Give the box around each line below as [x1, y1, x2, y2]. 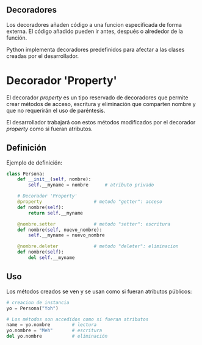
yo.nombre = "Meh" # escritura [6, 327, 103, 334]
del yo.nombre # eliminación [6, 333, 108, 340]
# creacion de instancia [6, 299, 70, 305]
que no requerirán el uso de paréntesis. [6, 107, 106, 114]
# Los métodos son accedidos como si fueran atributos [6, 316, 149, 322]
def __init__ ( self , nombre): [17, 176, 92, 182]
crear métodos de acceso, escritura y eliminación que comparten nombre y [6, 100, 197, 107]
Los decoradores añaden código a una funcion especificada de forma [6, 21, 182, 28]
